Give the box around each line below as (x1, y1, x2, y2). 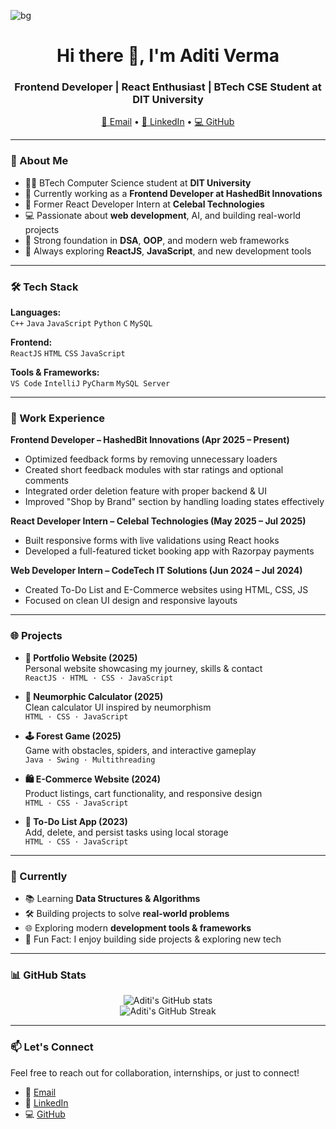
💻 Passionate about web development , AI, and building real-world (24, 209, 301, 221)
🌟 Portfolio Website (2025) (24, 651, 138, 664)
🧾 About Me (10, 154, 69, 168)
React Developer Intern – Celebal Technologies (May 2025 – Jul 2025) (10, 515, 307, 527)
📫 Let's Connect (10, 1040, 94, 1054)
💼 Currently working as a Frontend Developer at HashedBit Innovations (24, 187, 323, 199)
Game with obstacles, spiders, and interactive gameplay (24, 744, 257, 756)
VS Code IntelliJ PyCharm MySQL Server (10, 379, 171, 389)
